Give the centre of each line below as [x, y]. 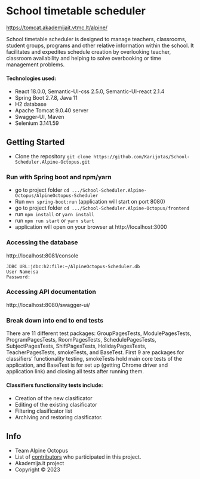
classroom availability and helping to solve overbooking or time [84, 58]
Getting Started [36, 142]
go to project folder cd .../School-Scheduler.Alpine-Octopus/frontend [102, 208]
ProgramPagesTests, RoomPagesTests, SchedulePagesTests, [81, 340]
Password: [19, 277]
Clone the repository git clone [53, 156]
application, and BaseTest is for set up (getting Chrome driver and [87, 365]
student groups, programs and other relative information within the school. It [100, 45]
